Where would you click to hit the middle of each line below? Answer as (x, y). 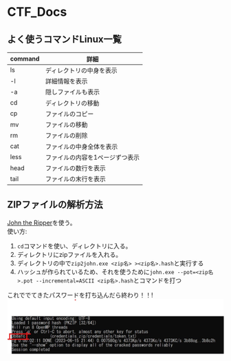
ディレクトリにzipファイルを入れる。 (69, 254)
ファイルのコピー (70, 114)
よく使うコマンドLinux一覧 (64, 39)
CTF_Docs (37, 12)
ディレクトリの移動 (73, 103)
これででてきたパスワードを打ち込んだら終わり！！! (80, 295)
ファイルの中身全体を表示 (82, 146)
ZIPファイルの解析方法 (55, 205)
